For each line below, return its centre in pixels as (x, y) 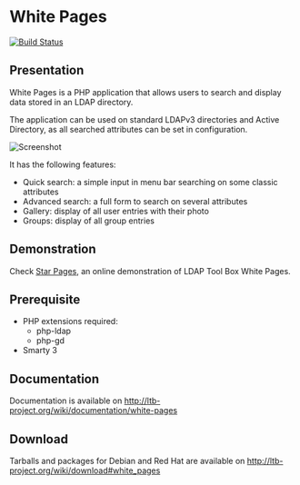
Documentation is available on (66, 401)
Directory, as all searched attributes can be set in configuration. (129, 129)
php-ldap (53, 331)
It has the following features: (63, 164)
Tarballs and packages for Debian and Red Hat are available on (127, 461)
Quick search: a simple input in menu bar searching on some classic (150, 182)
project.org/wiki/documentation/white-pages (94, 411)
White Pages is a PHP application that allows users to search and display (145, 92)
